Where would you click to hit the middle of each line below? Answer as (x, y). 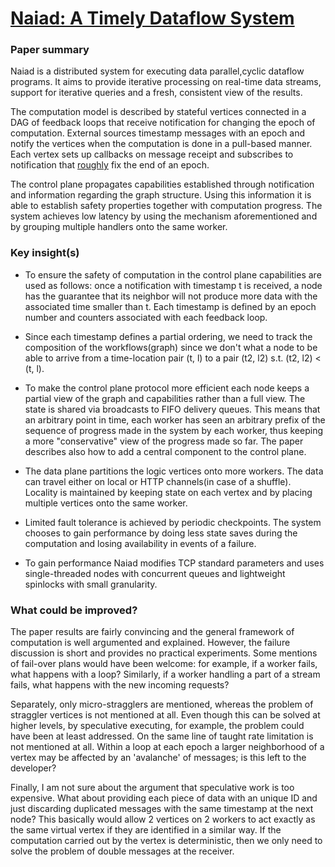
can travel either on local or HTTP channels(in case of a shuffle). (158, 481)
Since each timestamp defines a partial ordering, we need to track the (168, 336)
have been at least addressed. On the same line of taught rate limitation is (162, 736)
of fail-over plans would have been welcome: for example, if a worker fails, (164, 664)
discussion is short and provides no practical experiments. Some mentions (164, 653)
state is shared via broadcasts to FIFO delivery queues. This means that (172, 409)
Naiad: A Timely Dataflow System (152, 18)
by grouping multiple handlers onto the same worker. (119, 227)
